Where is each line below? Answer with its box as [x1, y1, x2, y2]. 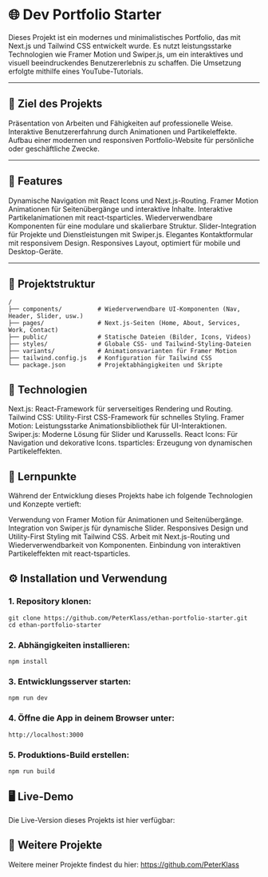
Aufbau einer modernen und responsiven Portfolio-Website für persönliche [8, 135, 254, 145]
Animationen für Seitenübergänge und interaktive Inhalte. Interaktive [8, 204, 233, 213]
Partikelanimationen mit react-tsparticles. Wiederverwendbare [8, 212, 213, 222]
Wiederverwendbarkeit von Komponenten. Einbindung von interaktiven [8, 541, 241, 550]
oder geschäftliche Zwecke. [8, 144, 100, 153]
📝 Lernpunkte [8, 470, 77, 483]
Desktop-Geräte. [8, 246, 64, 256]
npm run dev [8, 694, 48, 702]
